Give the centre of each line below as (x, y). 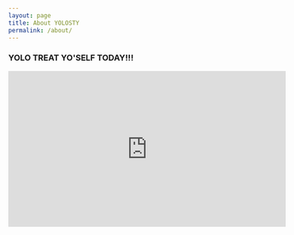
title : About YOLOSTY (44, 23)
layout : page (30, 15)
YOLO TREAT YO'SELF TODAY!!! (71, 58)
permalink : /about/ (40, 30)
